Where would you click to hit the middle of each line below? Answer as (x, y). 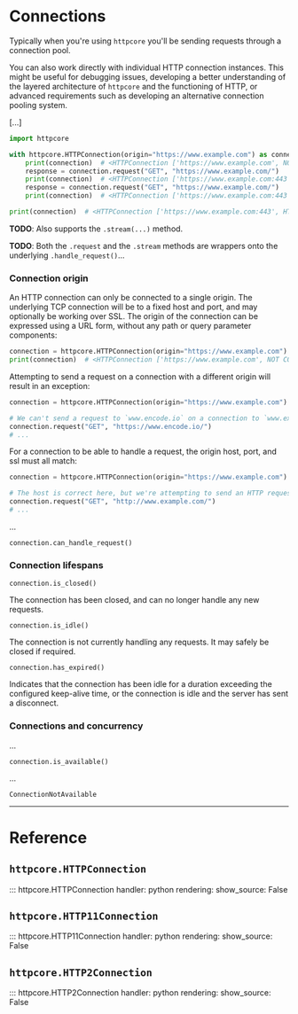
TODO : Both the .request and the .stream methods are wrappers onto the (144, 246)
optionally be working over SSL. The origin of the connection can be (134, 316)
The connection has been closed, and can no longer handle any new (134, 600)
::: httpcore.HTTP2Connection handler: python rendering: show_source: (140, 993)
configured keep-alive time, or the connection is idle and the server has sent (149, 694)
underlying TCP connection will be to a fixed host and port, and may (133, 307)
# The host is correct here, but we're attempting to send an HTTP (137, 494)
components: (33, 335)
